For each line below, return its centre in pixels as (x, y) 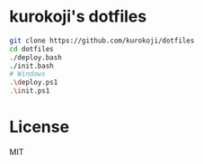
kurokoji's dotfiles (78, 17)
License (40, 127)
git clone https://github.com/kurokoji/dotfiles (102, 41)
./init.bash (31, 66)
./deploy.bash (36, 57)
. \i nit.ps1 (30, 91)
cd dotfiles (31, 49)
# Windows (28, 74)
